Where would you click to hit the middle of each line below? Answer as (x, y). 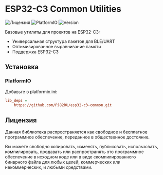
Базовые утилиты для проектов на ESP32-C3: (53, 32)
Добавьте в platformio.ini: (31, 92)
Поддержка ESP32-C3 (35, 52)
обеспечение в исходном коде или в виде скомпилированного (71, 157)
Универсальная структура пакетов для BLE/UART (63, 41)
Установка (22, 67)
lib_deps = (16, 100)
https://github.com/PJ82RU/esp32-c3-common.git (63, 105)
